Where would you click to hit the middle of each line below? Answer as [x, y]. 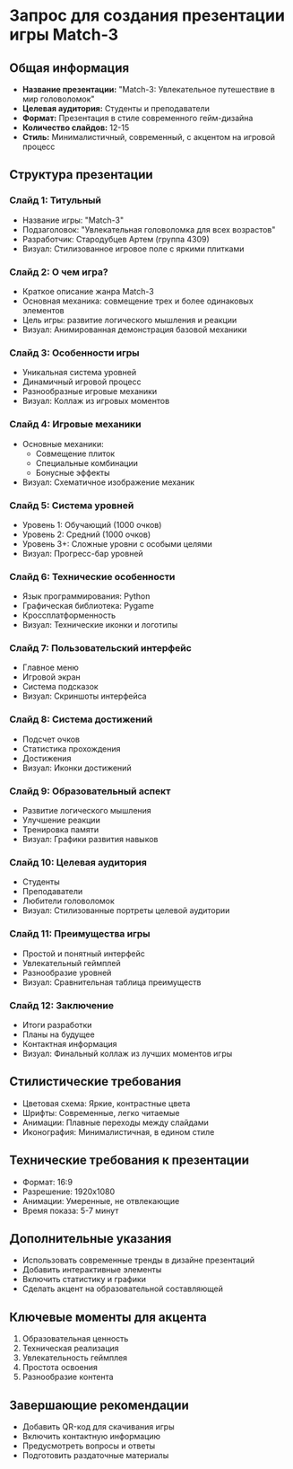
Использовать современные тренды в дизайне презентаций [138, 1260]
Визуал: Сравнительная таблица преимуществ [112, 982]
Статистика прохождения [71, 748]
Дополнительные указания [90, 1239]
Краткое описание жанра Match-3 [88, 291]
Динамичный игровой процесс [82, 382]
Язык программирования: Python [86, 596]
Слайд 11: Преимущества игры [80, 934]
